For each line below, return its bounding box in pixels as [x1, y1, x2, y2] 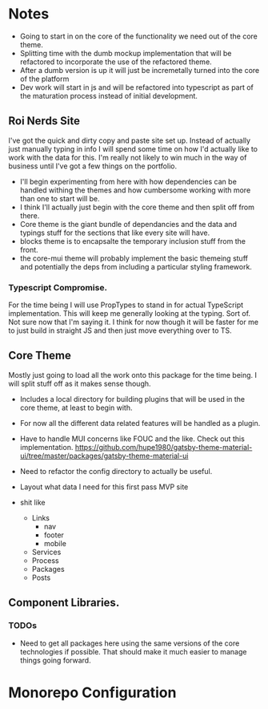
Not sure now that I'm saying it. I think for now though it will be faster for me [8, 318, 258, 327]
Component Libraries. [8, 596, 120, 610]
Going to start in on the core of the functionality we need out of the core [19, 31, 258, 41]
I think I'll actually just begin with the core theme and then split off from [19, 202, 254, 212]
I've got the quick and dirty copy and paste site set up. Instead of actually [8, 136, 250, 145]
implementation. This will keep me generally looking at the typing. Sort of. [8, 309, 250, 318]
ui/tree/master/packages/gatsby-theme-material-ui [19, 451, 189, 460]
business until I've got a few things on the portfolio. [8, 161, 178, 171]
